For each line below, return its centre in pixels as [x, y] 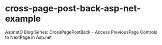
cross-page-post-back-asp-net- [73, 8]
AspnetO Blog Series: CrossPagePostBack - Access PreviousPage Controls [81, 32]
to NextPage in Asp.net [28, 37]
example [23, 19]
